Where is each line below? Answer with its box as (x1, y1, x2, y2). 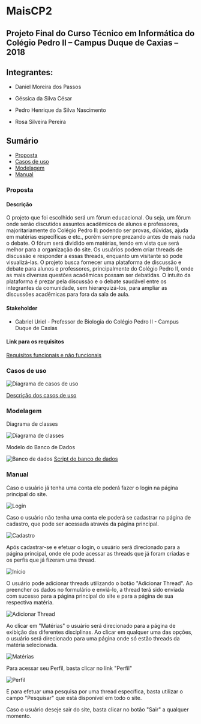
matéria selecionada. (6, 641, 58, 648)
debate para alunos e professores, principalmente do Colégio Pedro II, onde (6, 265, 194, 272)
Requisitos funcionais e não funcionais (6, 351, 102, 358)
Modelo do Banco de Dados (6, 444, 76, 451)
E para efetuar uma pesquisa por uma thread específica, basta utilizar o (6, 687, 183, 695)
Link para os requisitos (6, 338, 64, 345)
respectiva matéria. (6, 598, 54, 606)
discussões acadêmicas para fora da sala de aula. (6, 290, 130, 298)
